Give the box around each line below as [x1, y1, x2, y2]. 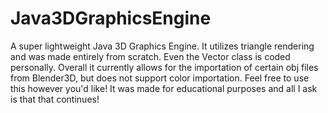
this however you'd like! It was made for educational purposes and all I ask [10, 82, 318, 94]
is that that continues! [10, 93, 100, 105]
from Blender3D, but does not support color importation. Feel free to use [10, 72, 310, 84]
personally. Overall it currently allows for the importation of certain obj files [10, 61, 319, 73]
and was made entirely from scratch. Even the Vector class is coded [10, 50, 291, 62]
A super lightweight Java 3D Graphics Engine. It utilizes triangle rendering [10, 40, 315, 52]
